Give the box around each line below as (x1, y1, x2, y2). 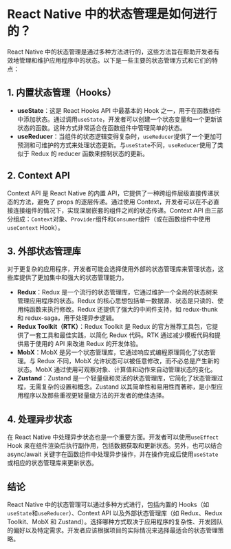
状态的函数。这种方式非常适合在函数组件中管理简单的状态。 (16, 123, 186, 131)
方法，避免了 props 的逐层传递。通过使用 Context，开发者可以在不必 (19, 197, 214, 206)
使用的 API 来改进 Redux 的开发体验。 (35, 340, 142, 348)
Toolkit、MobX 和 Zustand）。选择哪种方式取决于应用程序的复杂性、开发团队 (7, 517, 223, 526)
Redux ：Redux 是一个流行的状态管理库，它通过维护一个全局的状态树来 (16, 288, 219, 297)
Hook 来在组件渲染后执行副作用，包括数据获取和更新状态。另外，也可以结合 (7, 442, 223, 450)
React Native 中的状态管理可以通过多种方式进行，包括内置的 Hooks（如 (7, 500, 210, 508)
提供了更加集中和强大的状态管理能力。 (19, 273, 128, 282)
